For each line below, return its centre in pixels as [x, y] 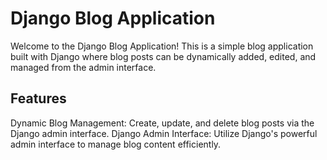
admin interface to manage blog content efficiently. [116, 144]
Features [38, 98]
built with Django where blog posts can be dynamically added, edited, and [163, 56]
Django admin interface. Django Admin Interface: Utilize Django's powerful [164, 133]
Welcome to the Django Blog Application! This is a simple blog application [162, 46]
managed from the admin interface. [83, 67]
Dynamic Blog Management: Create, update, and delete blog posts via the [162, 123]
